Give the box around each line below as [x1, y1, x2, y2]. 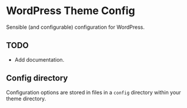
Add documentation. [14, 56, 65, 63]
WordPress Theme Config [6, 4, 135, 18]
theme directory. [6, 95, 46, 102]
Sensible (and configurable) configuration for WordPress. [6, 23, 145, 31]
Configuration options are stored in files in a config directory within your [6, 89, 181, 96]
